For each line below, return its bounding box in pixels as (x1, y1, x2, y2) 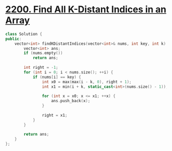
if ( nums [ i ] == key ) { (32, 74, 81, 80)
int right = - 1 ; (24, 65, 58, 70)
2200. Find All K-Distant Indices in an (5, 4, 166, 15)
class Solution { (5, 31, 42, 36)
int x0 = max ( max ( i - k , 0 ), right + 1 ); (41, 79, 132, 84)
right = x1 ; (41, 112, 68, 118)
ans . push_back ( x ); (51, 99, 91, 104)
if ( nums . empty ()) (24, 50, 63, 56)
